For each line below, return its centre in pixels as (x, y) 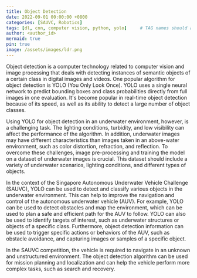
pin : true (18, 45)
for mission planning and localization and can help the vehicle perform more (98, 262)
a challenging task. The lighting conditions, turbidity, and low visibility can (95, 127)
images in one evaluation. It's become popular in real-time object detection (97, 97)
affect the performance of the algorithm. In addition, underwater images (93, 134)
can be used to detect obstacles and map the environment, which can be (94, 207)
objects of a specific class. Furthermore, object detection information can (95, 226)
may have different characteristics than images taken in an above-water (93, 140)
